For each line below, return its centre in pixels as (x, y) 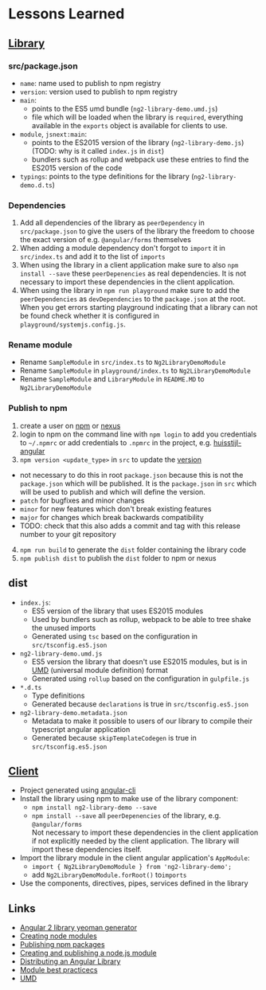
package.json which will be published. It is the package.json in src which (138, 483)
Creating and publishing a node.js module (88, 953)
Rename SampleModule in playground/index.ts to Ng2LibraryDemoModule (135, 370)
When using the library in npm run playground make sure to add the (130, 291)
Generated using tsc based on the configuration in (114, 636)
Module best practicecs (59, 970)
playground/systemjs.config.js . (72, 324)
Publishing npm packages (62, 945)
